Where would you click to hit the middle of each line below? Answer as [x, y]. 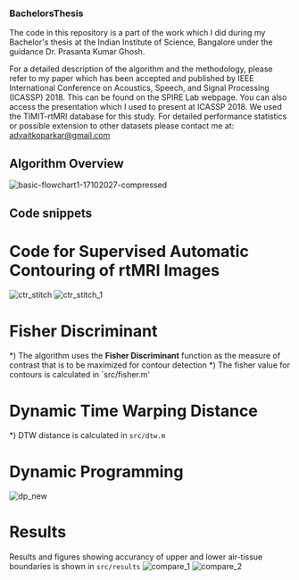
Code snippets [50, 213]
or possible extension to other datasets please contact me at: [122, 126]
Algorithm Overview [66, 163]
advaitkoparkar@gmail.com [60, 136]
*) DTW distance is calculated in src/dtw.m [87, 435]
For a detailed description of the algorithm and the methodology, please [141, 69]
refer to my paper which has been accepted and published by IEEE [132, 79]
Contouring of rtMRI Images [115, 270]
